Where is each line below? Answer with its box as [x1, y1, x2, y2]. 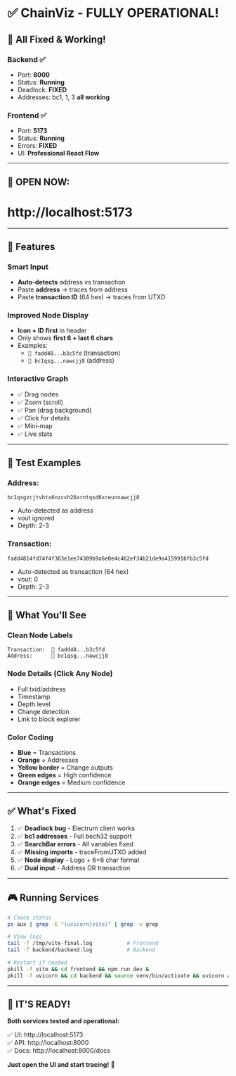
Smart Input [7, 262, 49, 272]
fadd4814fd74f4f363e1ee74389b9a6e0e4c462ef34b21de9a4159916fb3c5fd [7, 555, 209, 562]
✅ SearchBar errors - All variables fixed [17, 839, 133, 848]
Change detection [17, 707, 70, 715]
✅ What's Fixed [7, 805, 77, 818]
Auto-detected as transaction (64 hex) [17, 567, 129, 575]
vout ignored [17, 514, 55, 523]
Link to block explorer [17, 715, 81, 723]
